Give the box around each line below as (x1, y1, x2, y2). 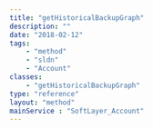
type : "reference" (9, 89, 79, 98)
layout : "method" (9, 97, 76, 107)
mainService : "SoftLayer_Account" (9, 106, 145, 115)
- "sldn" (25, 55, 59, 64)
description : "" (9, 22, 71, 31)
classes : (9, 73, 43, 82)
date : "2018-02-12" (9, 30, 84, 39)
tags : (9, 38, 30, 48)
